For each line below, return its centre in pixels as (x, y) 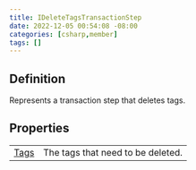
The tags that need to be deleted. (113, 152)
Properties (39, 128)
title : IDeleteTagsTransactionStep (76, 17)
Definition (37, 78)
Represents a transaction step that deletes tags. (98, 100)
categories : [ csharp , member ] (64, 34)
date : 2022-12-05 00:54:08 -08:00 (74, 26)
